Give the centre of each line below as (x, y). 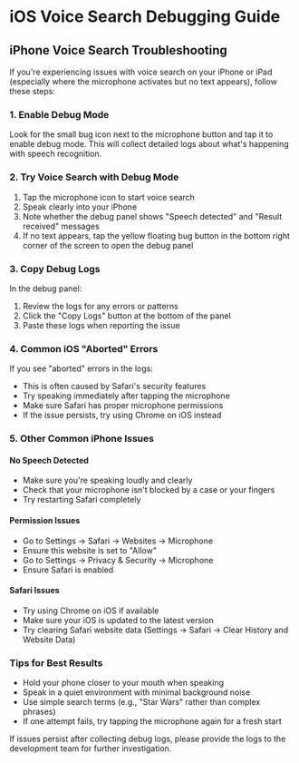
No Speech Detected (49, 460)
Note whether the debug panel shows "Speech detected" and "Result (152, 216)
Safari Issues (35, 591)
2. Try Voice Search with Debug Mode (94, 177)
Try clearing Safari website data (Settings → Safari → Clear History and (155, 630)
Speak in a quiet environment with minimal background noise (136, 692)
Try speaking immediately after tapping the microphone (126, 396)
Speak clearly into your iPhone (80, 207)
